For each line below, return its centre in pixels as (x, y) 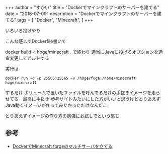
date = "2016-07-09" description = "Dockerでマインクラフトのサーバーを (81, 14)
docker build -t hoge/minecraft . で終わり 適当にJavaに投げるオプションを (82, 52)
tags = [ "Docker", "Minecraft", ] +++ (55, 20)
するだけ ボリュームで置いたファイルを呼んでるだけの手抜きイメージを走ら (83, 93)
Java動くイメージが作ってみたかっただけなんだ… (56, 105)
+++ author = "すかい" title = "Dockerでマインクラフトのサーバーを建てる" (82, 7)
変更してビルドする (29, 58)
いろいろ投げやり (23, 31)
